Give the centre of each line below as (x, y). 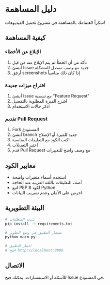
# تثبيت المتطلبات (20, 219)
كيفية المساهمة (25, 38)
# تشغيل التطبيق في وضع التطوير (33, 232)
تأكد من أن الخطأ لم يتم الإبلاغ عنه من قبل (49, 62)
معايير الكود (20, 165)
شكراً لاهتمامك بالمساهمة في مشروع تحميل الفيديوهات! (55, 22)
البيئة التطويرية (25, 208)
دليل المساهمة (31, 9)
